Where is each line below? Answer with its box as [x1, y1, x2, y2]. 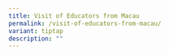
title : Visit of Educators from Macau [8, 11, 140, 20]
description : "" [8, 34, 63, 43]
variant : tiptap [8, 27, 63, 35]
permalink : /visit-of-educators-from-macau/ [8, 19, 162, 27]
